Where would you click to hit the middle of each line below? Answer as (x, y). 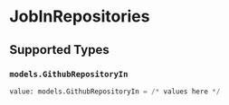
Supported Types (60, 50)
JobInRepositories (80, 17)
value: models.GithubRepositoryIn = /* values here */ (115, 92)
